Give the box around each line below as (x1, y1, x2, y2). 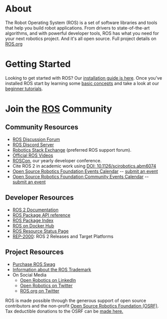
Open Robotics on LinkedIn (20, 277, 76, 283)
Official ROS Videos (12, 152, 54, 158)
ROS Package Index (12, 217, 54, 223)
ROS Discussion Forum (12, 136, 60, 142)
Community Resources (5, 123, 79, 132)
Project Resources (5, 248, 64, 256)
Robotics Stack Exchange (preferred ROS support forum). (12, 147, 132, 153)
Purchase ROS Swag (12, 261, 56, 267)
